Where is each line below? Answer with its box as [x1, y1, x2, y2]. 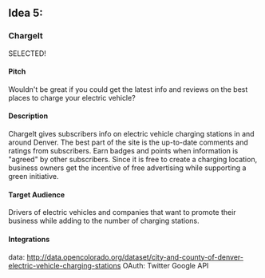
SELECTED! [8, 48, 46, 58]
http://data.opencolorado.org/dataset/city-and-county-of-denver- [26, 252, 243, 262]
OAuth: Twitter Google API [122, 260, 209, 270]
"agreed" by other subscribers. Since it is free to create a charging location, [8, 155, 258, 165]
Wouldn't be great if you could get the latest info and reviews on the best [8, 84, 248, 94]
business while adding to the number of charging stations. [8, 216, 200, 226]
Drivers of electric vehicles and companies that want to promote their [8, 208, 237, 217]
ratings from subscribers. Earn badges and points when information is [8, 146, 239, 156]
